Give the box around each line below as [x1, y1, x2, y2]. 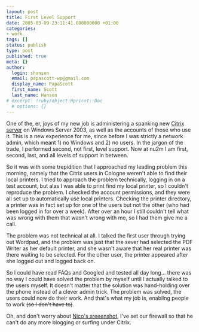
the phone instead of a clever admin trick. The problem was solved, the [6, 288, 182, 295]
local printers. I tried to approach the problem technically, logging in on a [6, 176, 185, 183]
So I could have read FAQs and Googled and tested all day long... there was [6, 269, 192, 276]
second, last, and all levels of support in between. [6, 151, 128, 159]
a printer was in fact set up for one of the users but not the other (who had [6, 201, 189, 208]
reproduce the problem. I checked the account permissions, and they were [6, 188, 190, 196]
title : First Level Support [6, 14, 76, 20]
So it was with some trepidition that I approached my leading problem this [6, 163, 188, 170]
